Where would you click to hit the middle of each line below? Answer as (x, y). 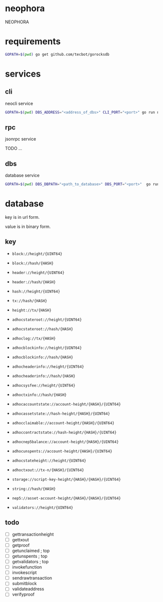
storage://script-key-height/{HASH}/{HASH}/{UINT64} (66, 479)
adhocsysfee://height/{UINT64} (44, 385)
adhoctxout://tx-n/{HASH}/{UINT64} (48, 470)
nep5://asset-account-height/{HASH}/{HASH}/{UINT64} (66, 498)
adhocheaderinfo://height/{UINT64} (48, 367)
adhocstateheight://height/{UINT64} (49, 461)
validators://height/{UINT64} (43, 507)
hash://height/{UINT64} (36, 292)
